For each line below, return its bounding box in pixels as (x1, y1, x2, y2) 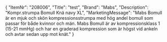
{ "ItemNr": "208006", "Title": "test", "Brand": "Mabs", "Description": (5, 5, 149, 10)
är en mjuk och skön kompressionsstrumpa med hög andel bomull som (5, 15, 153, 21)
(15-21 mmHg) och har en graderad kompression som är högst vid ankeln (5, 26, 158, 32)
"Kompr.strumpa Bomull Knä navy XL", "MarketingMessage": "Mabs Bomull (5, 10, 162, 16)
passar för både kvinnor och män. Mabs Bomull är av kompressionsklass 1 (5, 20, 160, 26)
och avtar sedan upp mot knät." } (5, 31, 75, 37)
